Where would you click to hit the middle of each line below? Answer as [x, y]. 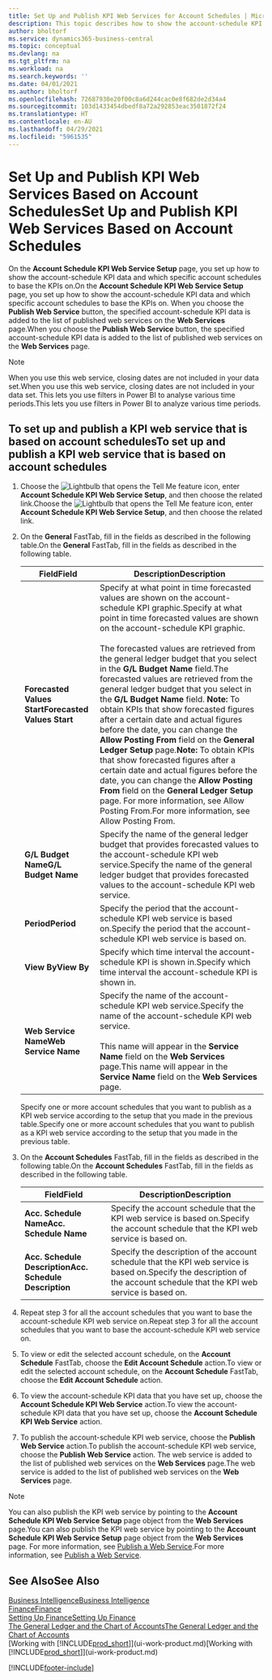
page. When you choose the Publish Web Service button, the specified [127, 329]
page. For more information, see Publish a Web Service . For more [117, 1547]
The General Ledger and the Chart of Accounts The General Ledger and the [134, 1626]
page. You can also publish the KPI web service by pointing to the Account [132, 1529]
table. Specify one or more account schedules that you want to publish [137, 1125]
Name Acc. [45, 1224]
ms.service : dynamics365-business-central [81, 39]
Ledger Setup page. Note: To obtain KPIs [177, 750]
